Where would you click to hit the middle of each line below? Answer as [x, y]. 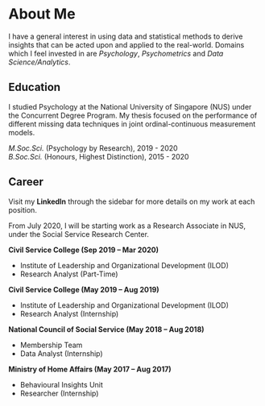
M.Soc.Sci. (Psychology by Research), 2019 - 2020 [93, 148]
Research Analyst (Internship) [69, 313]
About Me [42, 14]
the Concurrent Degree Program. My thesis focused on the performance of [133, 115]
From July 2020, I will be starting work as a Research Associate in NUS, [127, 226]
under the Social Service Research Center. [79, 234]
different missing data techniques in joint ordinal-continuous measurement [132, 124]
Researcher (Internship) [59, 393]
